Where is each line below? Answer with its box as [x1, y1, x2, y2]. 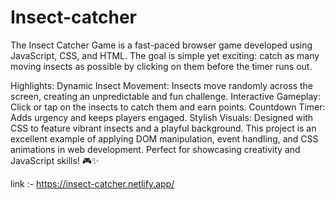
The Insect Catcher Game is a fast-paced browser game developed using [10, 39, 313, 51]
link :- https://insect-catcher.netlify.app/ [10, 177, 175, 190]
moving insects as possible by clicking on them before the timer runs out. [10, 60, 313, 72]
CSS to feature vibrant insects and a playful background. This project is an [10, 122, 317, 134]
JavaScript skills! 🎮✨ [10, 154, 100, 166]
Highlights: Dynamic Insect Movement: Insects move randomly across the [10, 79, 314, 91]
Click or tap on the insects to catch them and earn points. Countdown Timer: [10, 101, 326, 113]
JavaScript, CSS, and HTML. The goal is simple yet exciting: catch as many [10, 49, 320, 61]
